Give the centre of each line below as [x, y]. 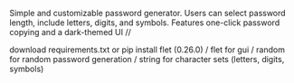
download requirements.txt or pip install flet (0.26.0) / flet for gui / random [147, 50]
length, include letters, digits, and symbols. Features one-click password [145, 23]
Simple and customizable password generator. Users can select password [148, 13]
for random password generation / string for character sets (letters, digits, [147, 59]
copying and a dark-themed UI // [70, 32]
